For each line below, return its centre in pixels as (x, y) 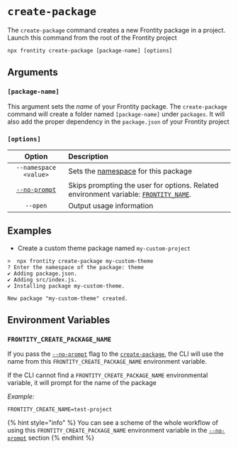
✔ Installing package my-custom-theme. (66, 286)
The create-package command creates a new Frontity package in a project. (117, 30)
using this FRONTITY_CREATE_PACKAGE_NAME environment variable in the (107, 431)
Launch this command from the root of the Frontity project (92, 38)
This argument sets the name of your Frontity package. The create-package (118, 106)
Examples (29, 231)
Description (88, 156)
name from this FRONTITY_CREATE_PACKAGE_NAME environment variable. (107, 362)
